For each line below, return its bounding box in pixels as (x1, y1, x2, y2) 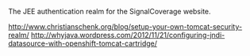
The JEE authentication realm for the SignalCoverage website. (8, 7, 212, 16)
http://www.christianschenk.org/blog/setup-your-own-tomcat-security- (8, 22, 243, 31)
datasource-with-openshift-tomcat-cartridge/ (8, 39, 157, 48)
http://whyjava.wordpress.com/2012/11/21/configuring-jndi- (30, 31, 225, 39)
